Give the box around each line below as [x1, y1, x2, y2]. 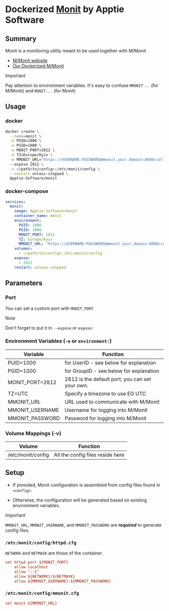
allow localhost [14, 565, 49, 570]
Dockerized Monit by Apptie [5, 4, 125, 15]
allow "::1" [14, 569, 39, 574]
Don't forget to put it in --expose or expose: [5, 325, 94, 331]
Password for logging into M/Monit [64, 415, 147, 422]
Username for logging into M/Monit [64, 406, 148, 413]
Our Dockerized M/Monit [12, 63, 64, 69]
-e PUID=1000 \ [10, 138, 42, 143]
